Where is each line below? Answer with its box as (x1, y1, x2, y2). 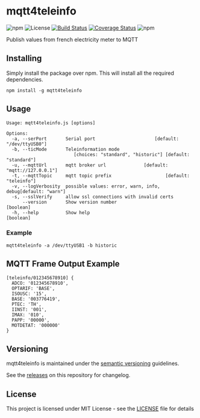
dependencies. (6, 75, 43, 83)
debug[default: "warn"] (6, 188, 66, 194)
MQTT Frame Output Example (6, 259, 120, 269)
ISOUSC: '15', (11, 291, 47, 297)
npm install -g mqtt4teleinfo (6, 87, 83, 93)
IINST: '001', (11, 306, 47, 312)
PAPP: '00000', (11, 317, 50, 323)
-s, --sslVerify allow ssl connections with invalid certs (11, 194, 173, 200)
